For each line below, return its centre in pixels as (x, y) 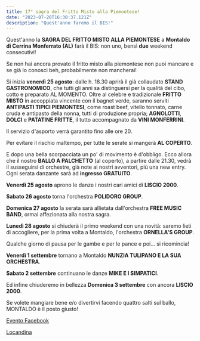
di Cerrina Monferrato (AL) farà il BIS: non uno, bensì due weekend (90, 46)
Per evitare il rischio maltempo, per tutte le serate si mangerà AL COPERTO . (99, 143)
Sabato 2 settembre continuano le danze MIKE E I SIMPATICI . (82, 273)
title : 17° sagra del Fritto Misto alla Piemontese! (73, 12)
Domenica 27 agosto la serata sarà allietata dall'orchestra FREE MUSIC (94, 208)
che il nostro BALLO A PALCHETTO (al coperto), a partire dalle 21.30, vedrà (99, 161)
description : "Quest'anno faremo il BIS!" (60, 23)
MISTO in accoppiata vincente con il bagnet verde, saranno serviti (87, 101)
